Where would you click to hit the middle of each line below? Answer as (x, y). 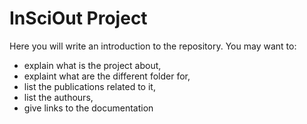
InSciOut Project (78, 18)
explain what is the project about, (92, 65)
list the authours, (58, 97)
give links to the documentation (88, 108)
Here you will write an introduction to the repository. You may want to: (153, 46)
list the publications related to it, (89, 86)
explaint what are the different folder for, (107, 76)
